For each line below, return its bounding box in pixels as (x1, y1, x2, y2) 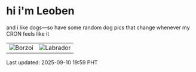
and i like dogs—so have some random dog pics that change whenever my (6, 24, 190, 31)
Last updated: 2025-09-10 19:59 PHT (6, 58, 98, 66)
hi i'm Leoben (6, 4, 75, 18)
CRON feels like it (6, 30, 50, 37)
